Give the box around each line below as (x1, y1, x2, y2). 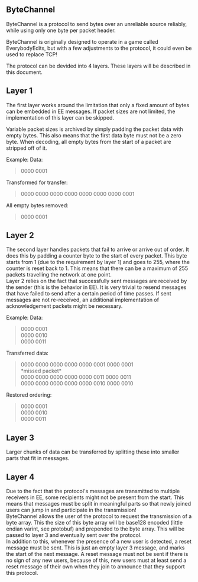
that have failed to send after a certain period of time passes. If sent (6, 290, 171, 297)
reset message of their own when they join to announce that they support (6, 563, 185, 570)
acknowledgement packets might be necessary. (6, 303, 123, 310)
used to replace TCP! (6, 50, 58, 58)
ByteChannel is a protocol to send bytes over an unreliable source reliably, (6, 20, 187, 27)
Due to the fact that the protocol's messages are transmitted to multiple (6, 488, 180, 495)
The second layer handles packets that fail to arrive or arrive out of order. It (6, 246, 189, 253)
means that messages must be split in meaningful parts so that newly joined (6, 500, 191, 507)
